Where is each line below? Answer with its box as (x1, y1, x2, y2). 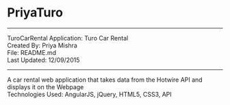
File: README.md (7, 48, 57, 56)
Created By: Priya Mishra (7, 41, 77, 49)
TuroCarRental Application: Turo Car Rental (7, 34, 129, 42)
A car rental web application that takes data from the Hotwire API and (7, 75, 203, 84)
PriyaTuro (7, 5, 64, 21)
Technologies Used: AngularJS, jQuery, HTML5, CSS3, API (7, 90, 172, 98)
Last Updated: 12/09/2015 (7, 56, 80, 64)
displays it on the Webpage (7, 82, 84, 91)
